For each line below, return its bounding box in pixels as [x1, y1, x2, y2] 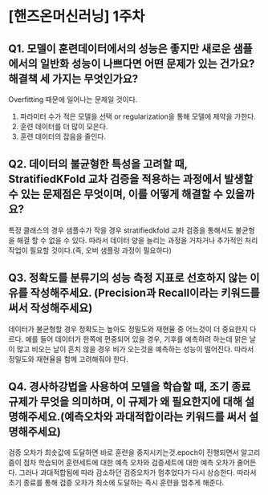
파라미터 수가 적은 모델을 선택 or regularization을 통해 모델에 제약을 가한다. [19, 112, 257, 121]
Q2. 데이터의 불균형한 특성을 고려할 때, [8, 157, 188, 171]
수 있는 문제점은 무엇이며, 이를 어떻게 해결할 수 [8, 188, 223, 201]
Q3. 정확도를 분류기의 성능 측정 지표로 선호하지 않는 [8, 271, 248, 285]
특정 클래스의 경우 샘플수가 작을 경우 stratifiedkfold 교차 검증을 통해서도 [8, 225, 234, 235]
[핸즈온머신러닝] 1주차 [8, 7, 145, 26]
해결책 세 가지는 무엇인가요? [8, 71, 139, 85]
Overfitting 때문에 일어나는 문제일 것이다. [8, 95, 138, 104]
